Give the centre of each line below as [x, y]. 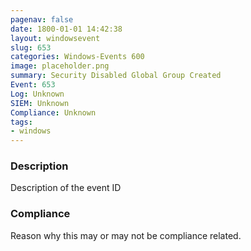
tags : [21, 122]
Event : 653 [33, 85]
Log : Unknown [37, 94]
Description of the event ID [66, 188]
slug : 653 [31, 47]
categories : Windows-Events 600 [77, 57]
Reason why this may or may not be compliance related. [126, 235]
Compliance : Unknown [53, 112]
